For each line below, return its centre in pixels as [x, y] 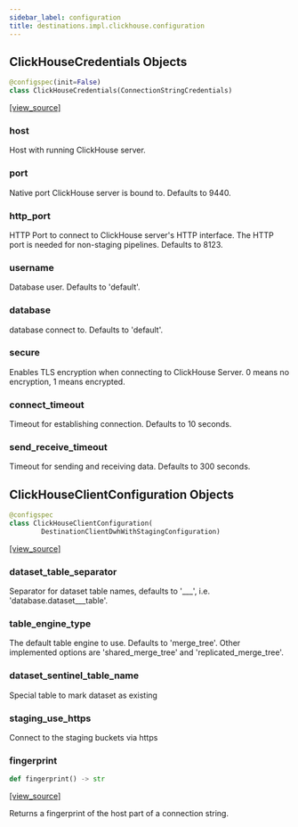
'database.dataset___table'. [59, 601]
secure [24, 353]
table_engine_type [50, 624]
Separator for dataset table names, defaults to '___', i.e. [110, 591]
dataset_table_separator [63, 571]
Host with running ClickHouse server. [78, 150]
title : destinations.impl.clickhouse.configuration [107, 26]
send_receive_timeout [59, 447]
